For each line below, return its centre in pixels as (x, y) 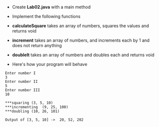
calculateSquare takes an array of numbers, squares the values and (80, 26)
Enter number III (23, 90)
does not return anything (37, 45)
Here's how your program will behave (50, 64)
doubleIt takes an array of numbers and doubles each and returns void (83, 55)
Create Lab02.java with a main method (51, 7)
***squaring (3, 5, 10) (29, 103)
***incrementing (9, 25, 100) (37, 107)
